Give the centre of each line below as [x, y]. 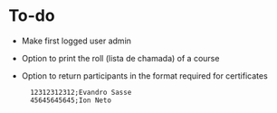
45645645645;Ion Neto [71, 100]
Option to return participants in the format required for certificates [144, 75]
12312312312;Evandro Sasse [81, 92]
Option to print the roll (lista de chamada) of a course [120, 58]
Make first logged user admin [76, 41]
